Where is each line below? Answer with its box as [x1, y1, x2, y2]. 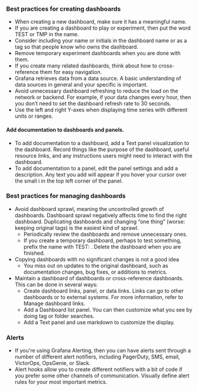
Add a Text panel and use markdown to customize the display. [23, 319, 176, 326]
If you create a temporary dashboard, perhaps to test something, [23, 236, 182, 244]
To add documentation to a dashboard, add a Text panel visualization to [14, 139, 190, 146]
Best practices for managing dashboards [6, 192, 126, 200]
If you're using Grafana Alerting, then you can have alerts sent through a [14, 347, 191, 354]
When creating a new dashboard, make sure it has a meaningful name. [14, 18, 187, 25]
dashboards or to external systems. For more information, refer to [23, 293, 183, 300]
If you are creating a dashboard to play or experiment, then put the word [14, 24, 191, 31]
